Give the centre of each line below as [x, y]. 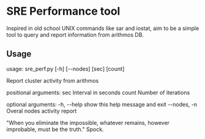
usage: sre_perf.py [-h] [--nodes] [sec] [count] [65, 69]
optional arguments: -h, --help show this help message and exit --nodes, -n [102, 104]
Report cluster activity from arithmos [53, 80]
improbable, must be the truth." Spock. [55, 129]
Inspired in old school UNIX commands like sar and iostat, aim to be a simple [103, 28]
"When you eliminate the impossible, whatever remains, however [88, 122]
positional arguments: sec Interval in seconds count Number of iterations [98, 92]
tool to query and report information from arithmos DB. [75, 34]
